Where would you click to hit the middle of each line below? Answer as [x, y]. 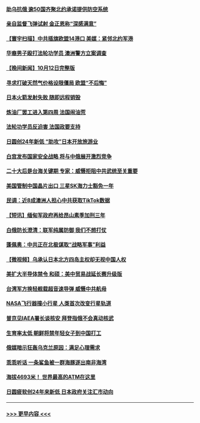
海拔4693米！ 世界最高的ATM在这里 [51, 377]
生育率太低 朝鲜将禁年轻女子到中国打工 [54, 333]
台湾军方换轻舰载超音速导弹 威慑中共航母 [57, 289]
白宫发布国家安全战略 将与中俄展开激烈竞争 [59, 156]
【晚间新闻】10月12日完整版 [41, 68]
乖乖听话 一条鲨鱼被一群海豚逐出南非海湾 [57, 362]
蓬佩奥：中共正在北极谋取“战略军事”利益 [56, 245]
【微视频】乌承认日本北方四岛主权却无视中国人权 [66, 259]
